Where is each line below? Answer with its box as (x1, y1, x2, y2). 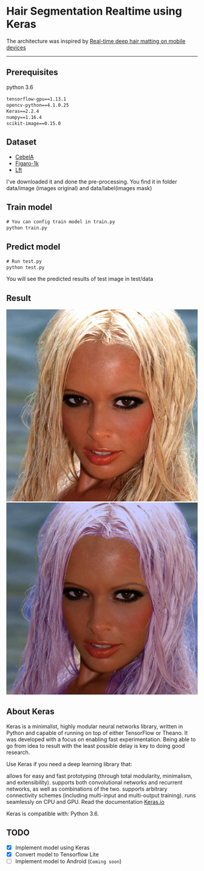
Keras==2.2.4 (6, 108, 39, 114)
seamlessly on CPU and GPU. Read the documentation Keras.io (6, 798, 165, 805)
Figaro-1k (15, 160, 39, 167)
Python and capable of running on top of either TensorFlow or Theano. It (6, 729, 188, 736)
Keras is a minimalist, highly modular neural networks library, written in (6, 722, 183, 730)
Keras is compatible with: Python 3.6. (6, 809, 99, 817)
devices (6, 44, 26, 51)
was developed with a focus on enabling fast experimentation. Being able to (6, 736, 196, 743)
